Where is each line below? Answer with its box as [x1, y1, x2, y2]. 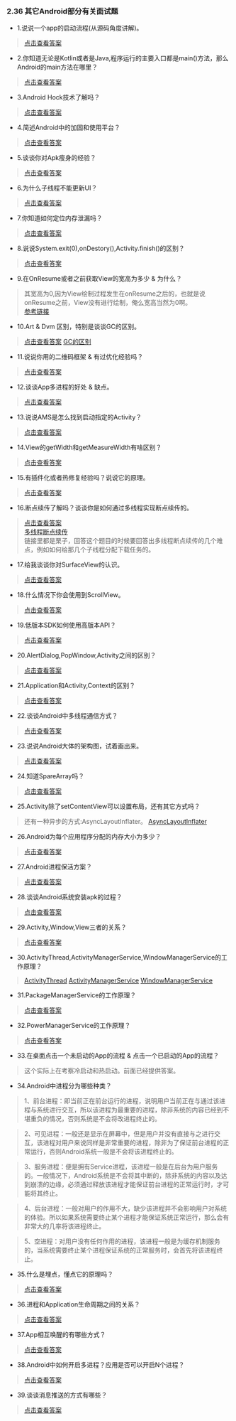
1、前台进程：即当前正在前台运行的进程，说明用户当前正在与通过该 [23, 1097, 220, 1105]
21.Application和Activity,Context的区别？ [16, 681, 136, 690]
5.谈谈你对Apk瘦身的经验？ [16, 154, 96, 162]
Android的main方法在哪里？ [16, 63, 99, 72]
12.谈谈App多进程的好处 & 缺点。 [16, 382, 113, 392]
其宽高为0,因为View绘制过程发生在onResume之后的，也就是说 [23, 289, 206, 298]
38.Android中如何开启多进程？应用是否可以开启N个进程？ [16, 1361, 185, 1369]
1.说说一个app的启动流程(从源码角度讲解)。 [16, 23, 143, 33]
